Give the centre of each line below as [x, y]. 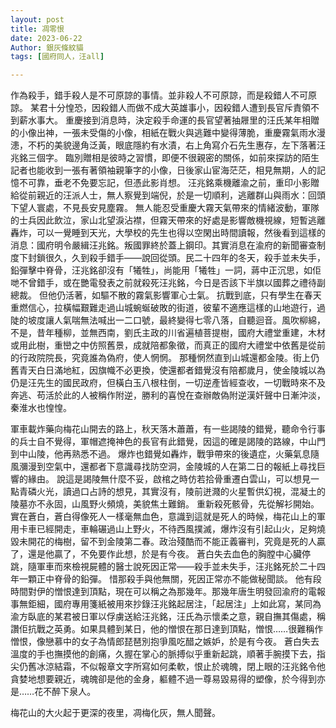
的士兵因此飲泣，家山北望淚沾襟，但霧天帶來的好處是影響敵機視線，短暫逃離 [168, 220]
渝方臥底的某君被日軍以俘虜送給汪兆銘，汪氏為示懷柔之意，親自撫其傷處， [163, 617]
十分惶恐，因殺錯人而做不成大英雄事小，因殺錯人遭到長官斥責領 [179, 108]
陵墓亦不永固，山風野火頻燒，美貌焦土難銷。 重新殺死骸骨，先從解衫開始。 [165, 504]
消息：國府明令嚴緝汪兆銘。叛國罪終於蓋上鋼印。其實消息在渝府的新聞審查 [163, 245]
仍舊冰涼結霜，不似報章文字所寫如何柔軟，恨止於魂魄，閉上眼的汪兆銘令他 [172, 667]
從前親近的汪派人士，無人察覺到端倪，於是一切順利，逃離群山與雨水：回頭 [172, 195]
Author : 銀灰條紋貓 [47, 47]
